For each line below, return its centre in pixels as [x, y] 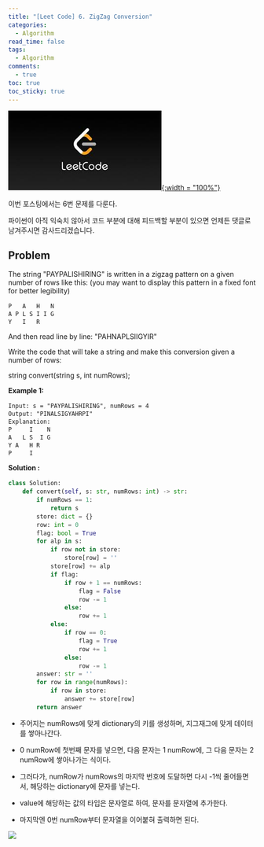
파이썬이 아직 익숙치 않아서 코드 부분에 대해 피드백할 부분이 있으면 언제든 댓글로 [130, 220]
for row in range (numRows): [82, 683]
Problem [29, 255]
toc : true [24, 83]
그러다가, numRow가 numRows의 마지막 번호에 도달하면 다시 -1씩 [121, 776]
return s [64, 508]
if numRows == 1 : [64, 500]
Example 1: [26, 391]
